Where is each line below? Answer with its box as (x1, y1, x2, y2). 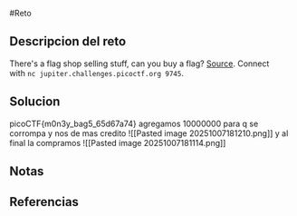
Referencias (9, 194, 80, 210)
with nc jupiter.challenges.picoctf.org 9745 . (9, 67, 184, 78)
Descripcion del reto (9, 34, 127, 49)
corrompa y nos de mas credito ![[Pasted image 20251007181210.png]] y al (9, 127, 289, 139)
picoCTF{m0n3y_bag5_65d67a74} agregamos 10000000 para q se (9, 118, 259, 129)
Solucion (9, 94, 61, 110)
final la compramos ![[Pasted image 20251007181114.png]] (9, 137, 226, 148)
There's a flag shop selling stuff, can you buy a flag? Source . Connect (9, 58, 270, 69)
